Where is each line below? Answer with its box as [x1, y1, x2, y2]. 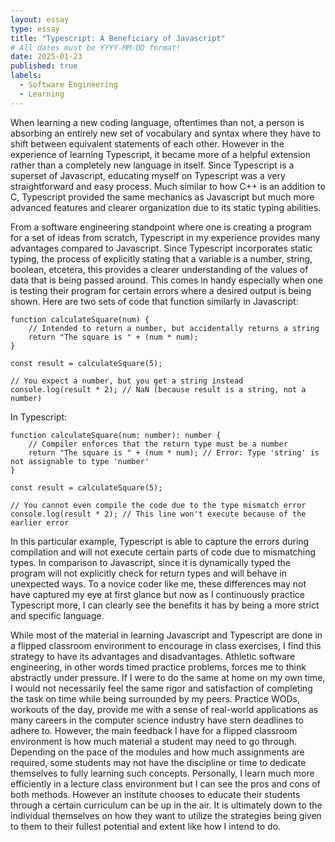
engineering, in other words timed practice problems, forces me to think [10, 661, 307, 673]
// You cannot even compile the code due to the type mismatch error [10, 500, 307, 510]
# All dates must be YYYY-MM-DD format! [10, 42, 182, 53]
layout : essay [10, 14, 70, 25]
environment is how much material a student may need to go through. [10, 735, 297, 747]
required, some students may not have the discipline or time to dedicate [10, 756, 307, 768]
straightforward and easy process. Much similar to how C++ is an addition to [10, 180, 326, 192]
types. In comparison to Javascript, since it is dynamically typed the [10, 556, 291, 568]
